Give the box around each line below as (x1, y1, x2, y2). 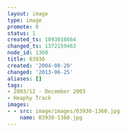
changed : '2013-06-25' (7, 68, 73, 75)
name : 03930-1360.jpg (20, 114, 82, 121)
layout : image (7, 10, 49, 17)
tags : (7, 82, 23, 89)
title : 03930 (7, 56, 45, 63)
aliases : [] (7, 75, 42, 82)
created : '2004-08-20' (7, 62, 73, 69)
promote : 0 (7, 23, 39, 30)
